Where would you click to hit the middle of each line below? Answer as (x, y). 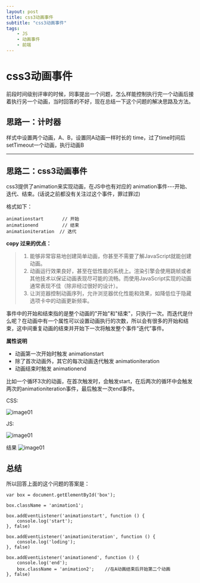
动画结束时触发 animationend (51, 369)
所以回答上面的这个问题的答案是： (48, 484)
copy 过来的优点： (29, 244)
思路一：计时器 (34, 122)
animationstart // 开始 (43, 219)
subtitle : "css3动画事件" (37, 23)
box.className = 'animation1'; (45, 506)
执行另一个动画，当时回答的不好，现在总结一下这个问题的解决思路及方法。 (102, 101)
